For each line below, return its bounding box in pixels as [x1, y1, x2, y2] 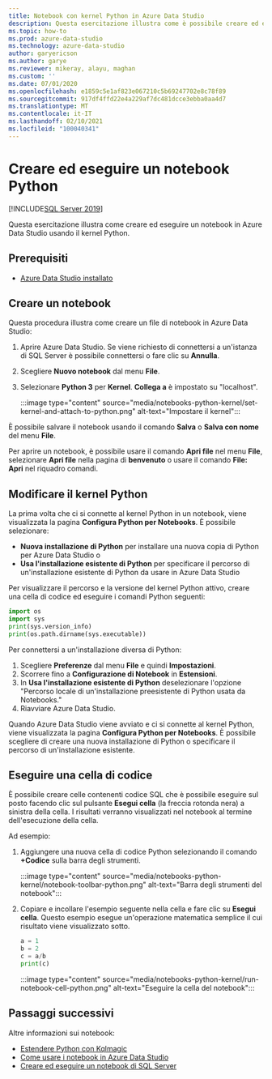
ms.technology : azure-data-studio [8, 42, 125, 50]
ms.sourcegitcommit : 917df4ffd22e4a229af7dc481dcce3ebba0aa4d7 [8, 95, 227, 103]
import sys [8, 615, 45, 623]
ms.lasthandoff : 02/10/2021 [8, 117, 104, 126]
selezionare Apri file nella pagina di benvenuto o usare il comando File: [8, 455, 249, 465]
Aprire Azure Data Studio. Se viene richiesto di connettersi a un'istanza [19, 342, 257, 352]
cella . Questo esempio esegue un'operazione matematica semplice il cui [19, 913, 263, 923]
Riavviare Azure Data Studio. [19, 703, 116, 713]
